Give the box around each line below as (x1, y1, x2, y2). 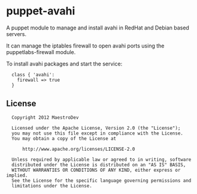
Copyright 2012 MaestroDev (11, 114, 79, 121)
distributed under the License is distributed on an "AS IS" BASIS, (11, 162, 186, 168)
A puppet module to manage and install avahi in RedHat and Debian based (6, 24, 190, 31)
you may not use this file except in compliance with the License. (11, 130, 184, 136)
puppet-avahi (6, 4, 75, 18)
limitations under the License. (11, 183, 93, 189)
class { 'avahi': (11, 71, 55, 77)
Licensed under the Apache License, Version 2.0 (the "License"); (11, 125, 181, 131)
